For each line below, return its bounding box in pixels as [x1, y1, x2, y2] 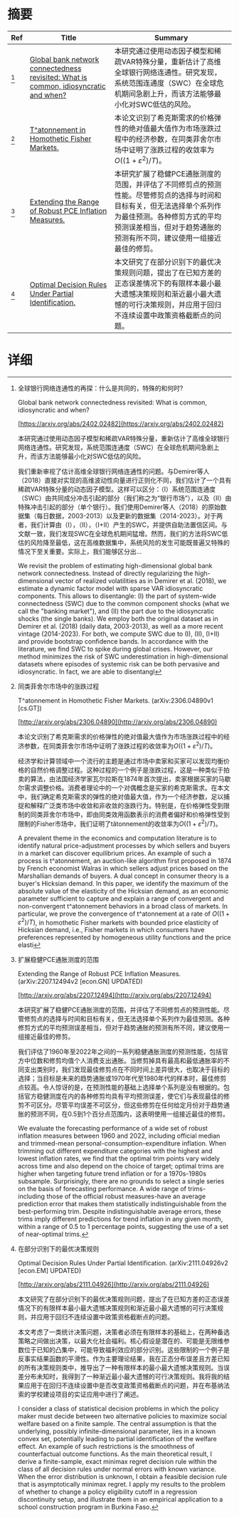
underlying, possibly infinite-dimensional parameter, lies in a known [17, 1427, 216, 1435]
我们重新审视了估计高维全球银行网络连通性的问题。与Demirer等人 [17, 467, 210, 476]
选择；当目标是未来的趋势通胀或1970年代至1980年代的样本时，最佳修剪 [17, 1074, 227, 1083]
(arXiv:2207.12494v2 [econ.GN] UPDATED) [17, 977, 143, 986]
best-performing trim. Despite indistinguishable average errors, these [17, 1208, 222, 1216]
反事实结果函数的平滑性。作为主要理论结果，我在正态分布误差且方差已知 [17, 1354, 230, 1363]
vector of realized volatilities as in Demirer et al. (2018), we [55, 577, 227, 585]
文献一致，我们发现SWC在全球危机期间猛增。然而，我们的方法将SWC [17, 530, 222, 538]
